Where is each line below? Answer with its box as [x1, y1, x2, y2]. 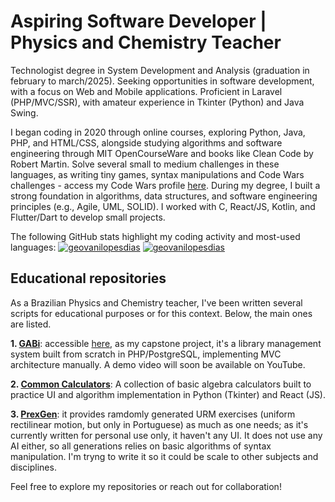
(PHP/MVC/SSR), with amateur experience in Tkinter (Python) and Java [10, 96, 305, 108]
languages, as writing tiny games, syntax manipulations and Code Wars [10, 168, 305, 180]
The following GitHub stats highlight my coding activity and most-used [10, 230, 301, 242]
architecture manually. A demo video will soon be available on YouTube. [10, 358, 306, 370]
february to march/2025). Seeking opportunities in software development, [10, 75, 315, 87]
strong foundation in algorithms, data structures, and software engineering [10, 190, 318, 202]
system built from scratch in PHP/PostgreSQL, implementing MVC [10, 348, 282, 360]
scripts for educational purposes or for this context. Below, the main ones [10, 307, 313, 319]
